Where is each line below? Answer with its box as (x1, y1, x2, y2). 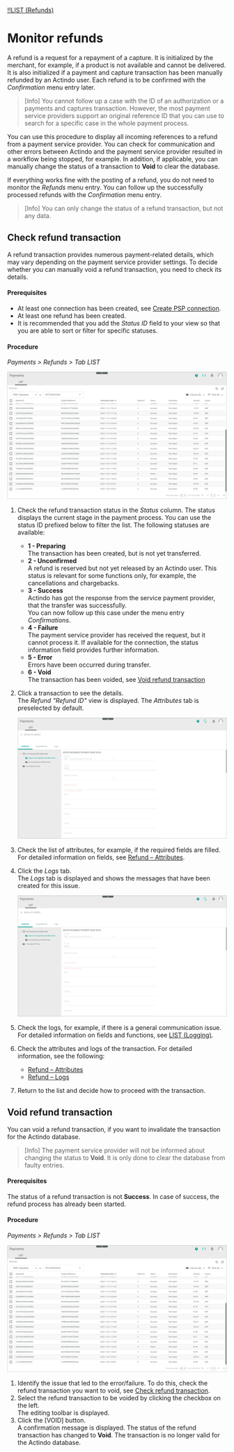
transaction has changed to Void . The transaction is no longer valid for (17, 1431, 221, 1439)
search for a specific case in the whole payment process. (24, 119, 189, 127)
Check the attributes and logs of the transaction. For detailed (17, 1044, 193, 1052)
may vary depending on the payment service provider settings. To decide (7, 258, 218, 266)
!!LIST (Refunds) (7, 6, 54, 14)
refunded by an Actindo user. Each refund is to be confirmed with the (7, 75, 206, 84)
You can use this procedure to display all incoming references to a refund (7, 132, 218, 140)
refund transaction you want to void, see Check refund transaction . (17, 1386, 210, 1395)
